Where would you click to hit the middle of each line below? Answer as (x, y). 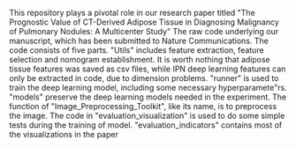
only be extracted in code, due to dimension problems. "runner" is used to (144, 78)
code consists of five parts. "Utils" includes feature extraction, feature (137, 50)
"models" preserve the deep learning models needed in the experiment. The (148, 97)
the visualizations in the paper (64, 134)
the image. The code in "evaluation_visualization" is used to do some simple (147, 115)
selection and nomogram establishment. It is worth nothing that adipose (140, 59)
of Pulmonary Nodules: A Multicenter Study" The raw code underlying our (144, 31)
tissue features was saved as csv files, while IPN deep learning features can (148, 69)
